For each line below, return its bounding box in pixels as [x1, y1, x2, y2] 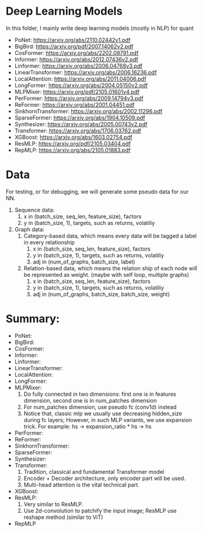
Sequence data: [14, 206, 55, 213]
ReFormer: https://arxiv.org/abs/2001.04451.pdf [14, 101, 135, 108]
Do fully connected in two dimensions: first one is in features [23, 390, 176, 398]
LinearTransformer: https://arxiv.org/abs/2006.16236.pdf [14, 68, 157, 76]
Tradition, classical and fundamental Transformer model [23, 468, 165, 475]
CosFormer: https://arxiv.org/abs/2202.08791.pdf [14, 49, 139, 56]
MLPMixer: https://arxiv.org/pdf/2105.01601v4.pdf [14, 88, 140, 95]
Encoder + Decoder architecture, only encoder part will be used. [23, 474, 186, 482]
